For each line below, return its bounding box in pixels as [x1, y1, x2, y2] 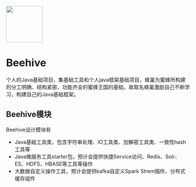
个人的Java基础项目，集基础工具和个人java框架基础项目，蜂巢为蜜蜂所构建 [6, 76, 186, 83]
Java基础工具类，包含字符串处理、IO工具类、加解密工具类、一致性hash [14, 138, 187, 145]
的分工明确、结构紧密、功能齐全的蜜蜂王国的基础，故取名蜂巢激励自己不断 [6, 83, 185, 90]
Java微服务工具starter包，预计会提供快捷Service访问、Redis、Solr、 [14, 153, 180, 160]
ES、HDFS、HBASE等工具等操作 [14, 160, 93, 167]
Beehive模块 [6, 110, 52, 119]
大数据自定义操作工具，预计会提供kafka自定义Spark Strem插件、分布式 [14, 167, 185, 174]
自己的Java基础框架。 [26, 90, 79, 98]
